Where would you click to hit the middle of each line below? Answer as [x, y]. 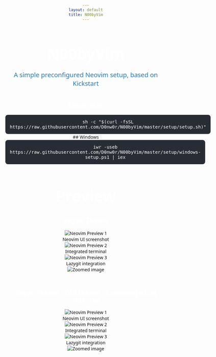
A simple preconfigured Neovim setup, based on [86, 75]
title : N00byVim [86, 15]
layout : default [86, 10]
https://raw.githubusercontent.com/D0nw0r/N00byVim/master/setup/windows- [105, 152]
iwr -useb [105, 147]
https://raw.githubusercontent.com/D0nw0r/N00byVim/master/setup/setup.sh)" [108, 127]
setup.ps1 [97, 157]
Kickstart [86, 83]
